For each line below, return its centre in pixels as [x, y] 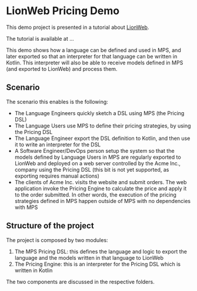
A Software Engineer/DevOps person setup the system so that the [94, 151]
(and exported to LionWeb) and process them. [62, 68]
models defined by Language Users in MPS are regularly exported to [98, 157]
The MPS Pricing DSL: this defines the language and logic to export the [101, 251]
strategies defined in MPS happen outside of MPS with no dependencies [103, 201]
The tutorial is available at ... [40, 38]
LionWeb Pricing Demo [63, 11]
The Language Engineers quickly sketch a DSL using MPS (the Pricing [99, 113]
